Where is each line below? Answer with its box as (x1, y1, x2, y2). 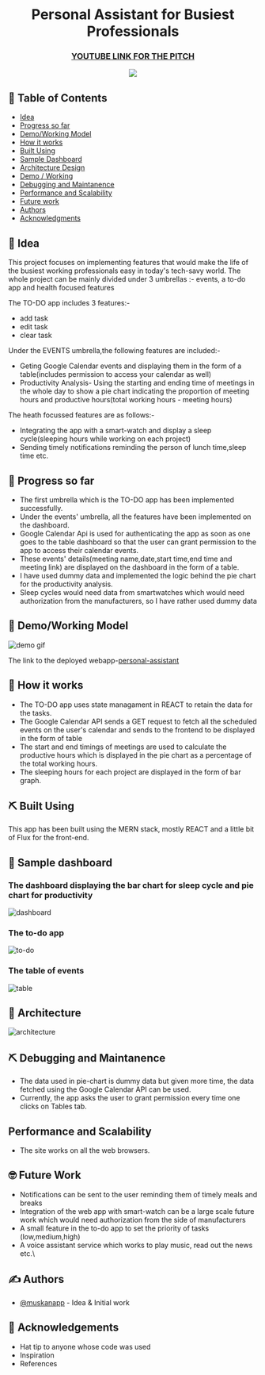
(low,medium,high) (19, 1231, 81, 1241)
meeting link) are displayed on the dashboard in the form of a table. (19, 562, 240, 572)
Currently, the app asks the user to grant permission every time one (19, 1093, 240, 1103)
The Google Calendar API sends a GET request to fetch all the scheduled (19, 716, 257, 726)
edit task (19, 322, 49, 332)
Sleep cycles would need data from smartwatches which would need (19, 587, 245, 597)
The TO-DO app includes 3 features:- (8, 298, 131, 308)
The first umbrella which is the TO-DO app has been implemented (19, 494, 235, 505)
